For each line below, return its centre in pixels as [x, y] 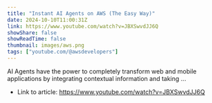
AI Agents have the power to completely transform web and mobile [102, 71]
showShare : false [32, 33]
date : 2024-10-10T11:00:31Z [47, 20]
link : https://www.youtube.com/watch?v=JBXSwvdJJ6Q [83, 26]
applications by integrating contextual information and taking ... [97, 78]
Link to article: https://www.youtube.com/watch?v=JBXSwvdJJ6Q [111, 92]
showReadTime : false [37, 39]
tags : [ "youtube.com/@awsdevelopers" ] [63, 52]
